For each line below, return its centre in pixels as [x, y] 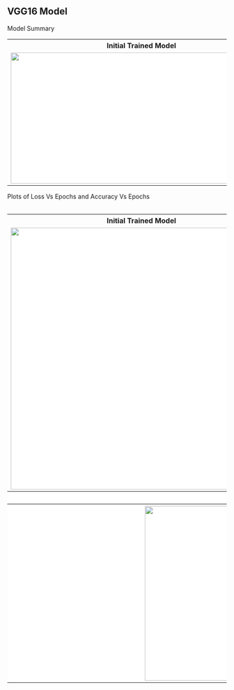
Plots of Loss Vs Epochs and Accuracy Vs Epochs [79, 196]
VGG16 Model [37, 12]
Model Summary [31, 28]
